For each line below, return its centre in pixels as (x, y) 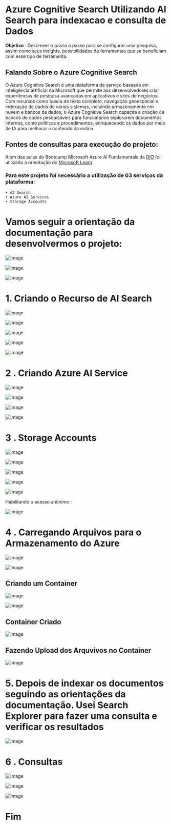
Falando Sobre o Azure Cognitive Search (71, 73)
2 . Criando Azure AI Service (67, 373)
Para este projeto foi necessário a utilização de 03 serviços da (84, 175)
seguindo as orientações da (66, 695)
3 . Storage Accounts (51, 438)
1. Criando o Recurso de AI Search (79, 298)
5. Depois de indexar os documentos (84, 683)
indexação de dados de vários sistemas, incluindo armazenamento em (80, 107)
